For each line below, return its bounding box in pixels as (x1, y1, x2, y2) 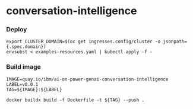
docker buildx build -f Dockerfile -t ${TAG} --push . (6, 97, 145, 103)
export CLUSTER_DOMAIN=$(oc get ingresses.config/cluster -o (6, 39, 161, 45)
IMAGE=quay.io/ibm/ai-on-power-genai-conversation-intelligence (6, 76, 169, 82)
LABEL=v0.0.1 (6, 81, 39, 87)
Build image (6, 63, 42, 71)
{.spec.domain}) (6, 44, 46, 50)
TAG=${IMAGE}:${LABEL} (6, 86, 62, 92)
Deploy (6, 25, 27, 34)
